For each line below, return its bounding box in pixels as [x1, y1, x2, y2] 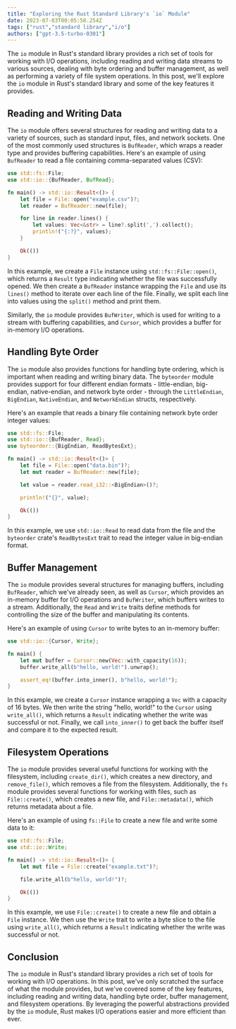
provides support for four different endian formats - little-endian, [7, 379, 195, 388]
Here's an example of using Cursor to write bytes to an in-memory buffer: [7, 624, 221, 633]
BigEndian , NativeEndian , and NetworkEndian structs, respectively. [7, 395, 197, 403]
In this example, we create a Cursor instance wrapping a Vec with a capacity [7, 696, 228, 704]
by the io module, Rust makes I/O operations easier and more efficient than [7, 1007, 226, 1016]
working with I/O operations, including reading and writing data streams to [7, 57, 223, 66]
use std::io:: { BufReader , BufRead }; [7, 176, 115, 184]
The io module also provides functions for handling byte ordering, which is [7, 364, 225, 373]
